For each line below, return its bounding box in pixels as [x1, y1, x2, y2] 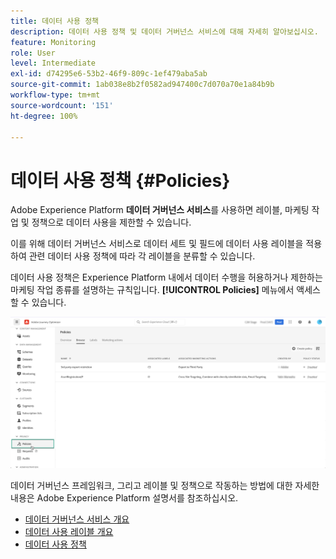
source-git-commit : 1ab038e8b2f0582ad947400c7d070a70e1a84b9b [10, 80, 275, 90]
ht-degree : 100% [10, 111, 78, 121]
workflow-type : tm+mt [10, 90, 101, 100]
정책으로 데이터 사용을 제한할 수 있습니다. [31, 216, 192, 229]
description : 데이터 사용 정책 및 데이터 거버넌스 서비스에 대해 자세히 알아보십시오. [10, 26, 319, 37]
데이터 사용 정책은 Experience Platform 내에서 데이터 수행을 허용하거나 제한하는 [10, 271, 323, 284]
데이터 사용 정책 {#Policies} [10, 169, 231, 192]
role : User [10, 48, 56, 58]
